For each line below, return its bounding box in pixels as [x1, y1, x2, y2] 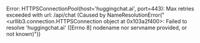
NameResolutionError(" [107, 11, 164, 19]
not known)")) [6, 30, 41, 38]
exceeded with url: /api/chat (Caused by [6, 11, 106, 19]
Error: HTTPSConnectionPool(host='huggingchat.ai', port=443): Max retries [6, 5, 195, 12]
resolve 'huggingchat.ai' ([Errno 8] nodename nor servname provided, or [6, 24, 187, 31]
